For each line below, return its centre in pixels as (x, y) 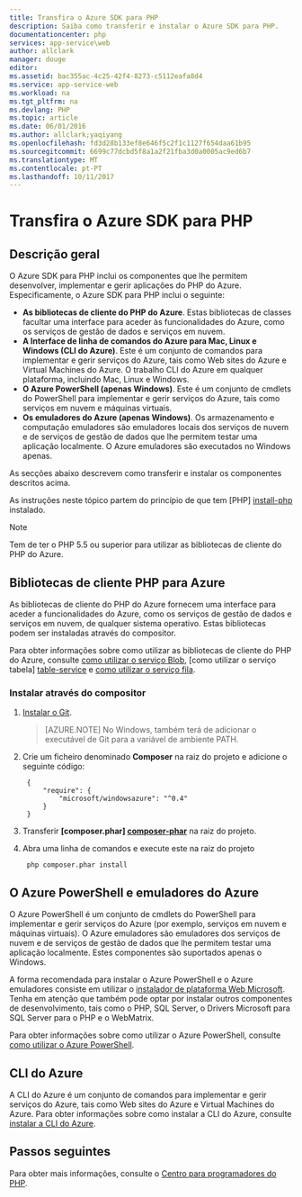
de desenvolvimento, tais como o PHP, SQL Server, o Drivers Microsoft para (150, 1008)
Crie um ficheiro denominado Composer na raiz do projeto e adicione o (155, 757)
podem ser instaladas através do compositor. (93, 633)
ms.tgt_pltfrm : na (44, 101)
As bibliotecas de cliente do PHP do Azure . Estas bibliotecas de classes (157, 312)
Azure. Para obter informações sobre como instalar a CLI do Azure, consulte (151, 1113)
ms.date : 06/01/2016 (48, 127)
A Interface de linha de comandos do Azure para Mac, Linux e (140, 341)
